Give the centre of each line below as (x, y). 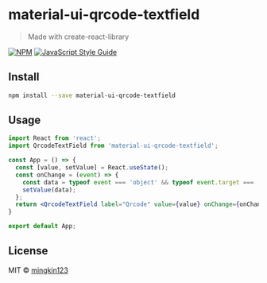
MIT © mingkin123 (39, 270)
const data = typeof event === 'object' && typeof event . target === (138, 182)
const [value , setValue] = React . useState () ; (92, 168)
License (28, 251)
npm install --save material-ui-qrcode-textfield (92, 95)
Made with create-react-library (78, 37)
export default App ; (43, 227)
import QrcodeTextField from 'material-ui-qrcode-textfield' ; (113, 146)
